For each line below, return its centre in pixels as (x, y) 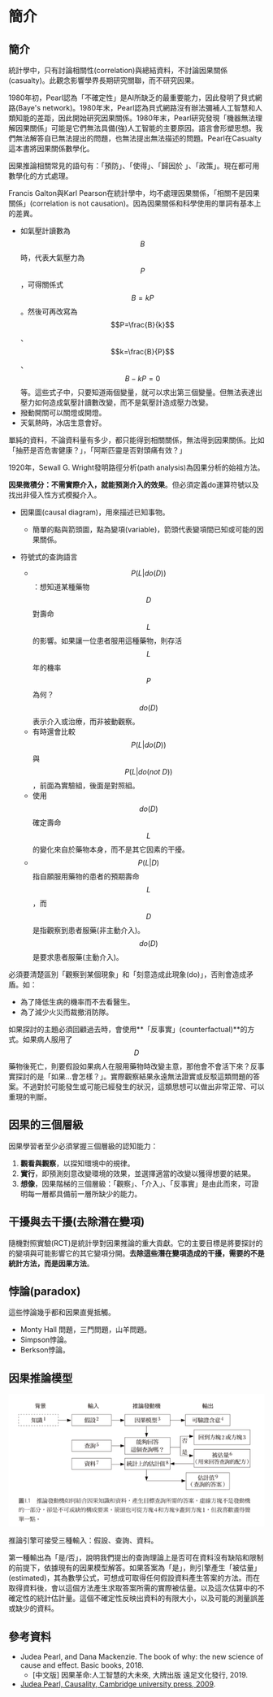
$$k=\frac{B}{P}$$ (143, 352)
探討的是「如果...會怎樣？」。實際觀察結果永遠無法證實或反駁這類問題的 (134, 1076)
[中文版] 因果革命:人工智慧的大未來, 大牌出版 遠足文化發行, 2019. (140, 1675)
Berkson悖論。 (45, 1350)
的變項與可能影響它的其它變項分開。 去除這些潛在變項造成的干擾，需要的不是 (136, 1253)
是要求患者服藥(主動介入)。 (78, 957)
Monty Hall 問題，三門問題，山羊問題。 (86, 1330)
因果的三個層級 (46, 1125)
